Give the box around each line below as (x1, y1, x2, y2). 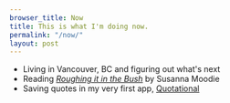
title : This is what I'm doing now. (9, 22, 149, 31)
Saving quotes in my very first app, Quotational (22, 83, 200, 94)
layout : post (9, 38, 59, 48)
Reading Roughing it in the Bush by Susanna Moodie (22, 74, 221, 85)
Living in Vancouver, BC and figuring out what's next (22, 64, 221, 75)
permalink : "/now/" (9, 30, 84, 39)
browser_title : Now (9, 13, 84, 23)
